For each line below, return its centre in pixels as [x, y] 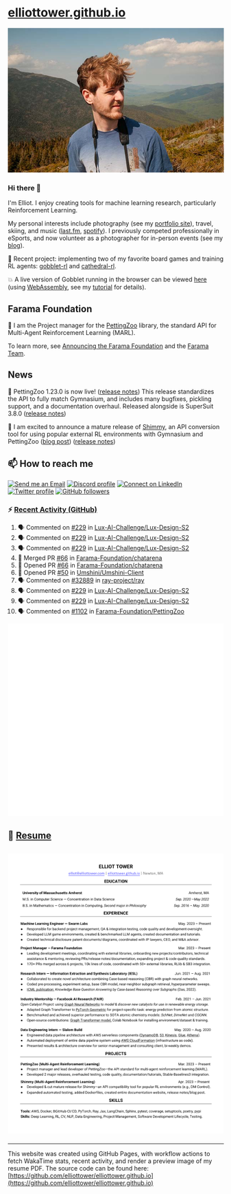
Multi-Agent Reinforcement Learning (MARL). [72, 333]
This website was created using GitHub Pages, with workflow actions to [109, 1153]
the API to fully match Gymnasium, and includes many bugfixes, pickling [110, 399]
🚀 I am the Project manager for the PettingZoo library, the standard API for [112, 325]
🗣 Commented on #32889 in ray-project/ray [81, 580]
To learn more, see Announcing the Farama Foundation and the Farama [108, 346]
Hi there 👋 [25, 188]
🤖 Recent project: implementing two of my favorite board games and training [116, 259]
